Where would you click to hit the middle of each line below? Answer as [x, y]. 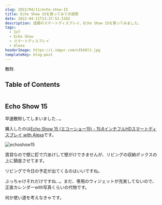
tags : [10, 28]
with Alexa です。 [40, 135]
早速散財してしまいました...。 [34, 118]
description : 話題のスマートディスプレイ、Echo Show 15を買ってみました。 [73, 23]
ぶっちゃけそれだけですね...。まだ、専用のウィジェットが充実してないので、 [81, 181]
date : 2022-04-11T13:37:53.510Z [37, 18]
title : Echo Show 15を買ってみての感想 [42, 14]
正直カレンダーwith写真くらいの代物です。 [47, 187]
